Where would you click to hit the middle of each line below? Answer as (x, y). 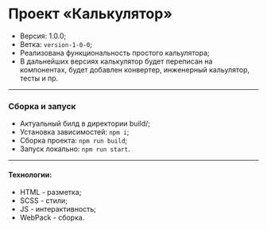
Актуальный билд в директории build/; (85, 123)
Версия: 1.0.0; (43, 36)
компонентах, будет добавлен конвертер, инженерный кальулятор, (135, 69)
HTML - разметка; (50, 193)
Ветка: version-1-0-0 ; (56, 44)
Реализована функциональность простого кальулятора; (114, 53)
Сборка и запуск (42, 106)
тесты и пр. (39, 78)
